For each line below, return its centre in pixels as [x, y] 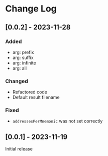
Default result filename [36, 97]
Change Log [31, 9]
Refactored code [30, 92]
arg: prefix [23, 52]
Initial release [19, 149]
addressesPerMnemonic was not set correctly [58, 121]
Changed [17, 81]
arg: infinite [24, 62]
